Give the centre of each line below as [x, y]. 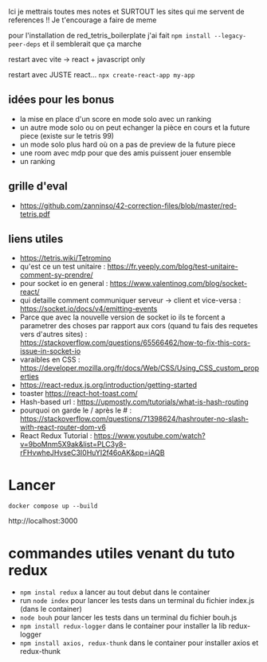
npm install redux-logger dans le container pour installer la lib [123, 626]
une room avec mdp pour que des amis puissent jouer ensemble [126, 153]
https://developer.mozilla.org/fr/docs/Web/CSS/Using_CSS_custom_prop [139, 368]
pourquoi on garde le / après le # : [76, 410]
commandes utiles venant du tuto [122, 553]
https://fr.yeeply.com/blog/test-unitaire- [173, 267]
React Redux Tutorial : [56, 436]
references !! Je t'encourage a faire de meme [82, 20]
